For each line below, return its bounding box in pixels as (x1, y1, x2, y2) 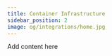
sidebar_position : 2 (7, 17, 68, 24)
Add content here (7, 43, 58, 51)
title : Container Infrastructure (7, 10, 106, 17)
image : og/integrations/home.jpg (7, 23, 106, 30)
